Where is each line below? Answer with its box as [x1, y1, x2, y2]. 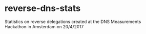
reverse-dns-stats [4, 3, 81, 14]
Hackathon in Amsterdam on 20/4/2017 [4, 23, 84, 29]
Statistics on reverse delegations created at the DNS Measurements [4, 19, 141, 24]
